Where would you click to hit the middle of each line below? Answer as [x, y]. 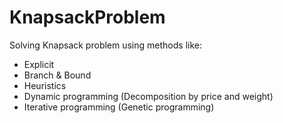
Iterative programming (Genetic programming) [119, 107]
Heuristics [45, 85]
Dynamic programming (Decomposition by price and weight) [148, 96]
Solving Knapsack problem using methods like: [105, 45]
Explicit [39, 64]
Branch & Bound [57, 75]
